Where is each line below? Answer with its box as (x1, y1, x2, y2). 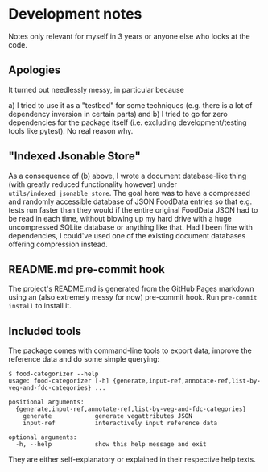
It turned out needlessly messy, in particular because (8, 85, 185, 94)
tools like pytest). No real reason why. (8, 126, 134, 135)
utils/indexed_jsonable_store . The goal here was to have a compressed (8, 188, 251, 197)
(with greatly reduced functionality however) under (8, 179, 177, 189)
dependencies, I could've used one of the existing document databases (8, 230, 246, 240)
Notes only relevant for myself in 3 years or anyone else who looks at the (8, 31, 251, 41)
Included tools (8, 324, 82, 338)
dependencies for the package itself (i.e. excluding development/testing (8, 118, 247, 127)
